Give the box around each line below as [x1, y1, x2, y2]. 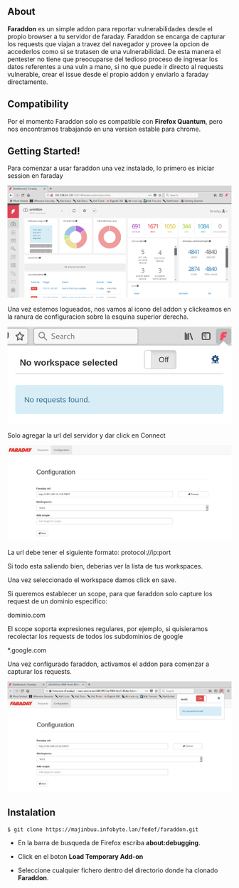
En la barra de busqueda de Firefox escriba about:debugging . [17, 839, 201, 847]
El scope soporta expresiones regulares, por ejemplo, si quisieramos [7, 624, 208, 633]
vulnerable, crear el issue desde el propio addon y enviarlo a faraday [7, 70, 209, 78]
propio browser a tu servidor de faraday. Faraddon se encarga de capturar [7, 32, 225, 41]
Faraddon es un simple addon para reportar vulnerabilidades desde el [7, 24, 213, 33]
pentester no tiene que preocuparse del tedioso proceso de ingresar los [7, 55, 218, 63]
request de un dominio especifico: [7, 597, 108, 606]
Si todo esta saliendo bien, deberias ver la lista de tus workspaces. [7, 561, 203, 570]
